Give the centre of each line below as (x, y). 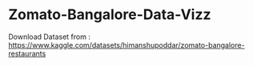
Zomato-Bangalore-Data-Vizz (110, 15)
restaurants (27, 53)
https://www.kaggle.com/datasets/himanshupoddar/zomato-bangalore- (127, 45)
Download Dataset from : (49, 37)
